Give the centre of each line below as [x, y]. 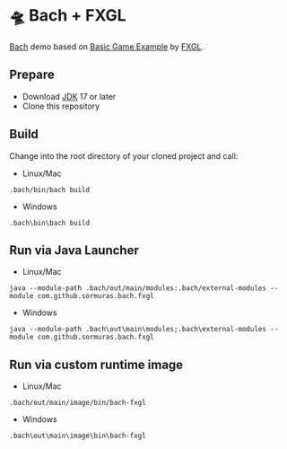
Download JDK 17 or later [69, 96]
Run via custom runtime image [96, 364]
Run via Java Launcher [74, 250]
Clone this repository [61, 106]
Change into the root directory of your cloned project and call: [124, 155]
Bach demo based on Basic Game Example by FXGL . [107, 46]
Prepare [32, 75]
